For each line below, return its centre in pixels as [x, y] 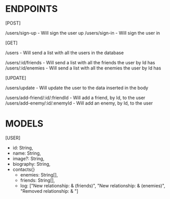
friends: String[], [37, 180]
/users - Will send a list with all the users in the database [64, 53]
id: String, [23, 147]
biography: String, [32, 164]
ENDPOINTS [32, 9]
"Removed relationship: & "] [49, 191]
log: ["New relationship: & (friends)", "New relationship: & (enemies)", [93, 185]
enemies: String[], [39, 175]
